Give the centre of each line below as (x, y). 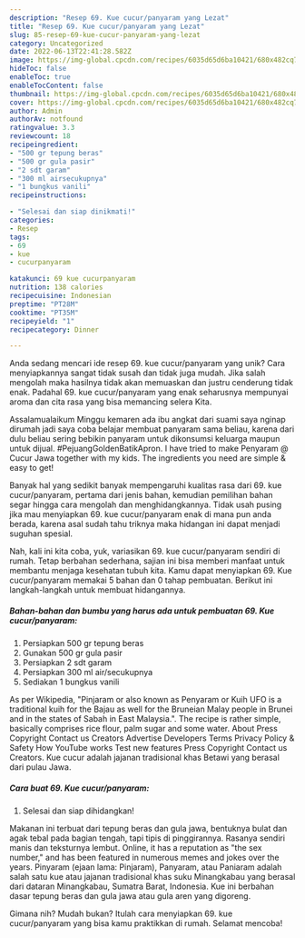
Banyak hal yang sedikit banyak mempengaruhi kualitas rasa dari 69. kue (146, 485)
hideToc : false (38, 69)
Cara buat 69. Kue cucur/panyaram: (79, 788)
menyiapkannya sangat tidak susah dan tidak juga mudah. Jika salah (138, 373)
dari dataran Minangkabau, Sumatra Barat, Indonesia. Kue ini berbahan (142, 886)
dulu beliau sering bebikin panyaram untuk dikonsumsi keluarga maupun (145, 439)
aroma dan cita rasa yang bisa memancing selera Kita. (111, 402)
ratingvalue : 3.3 (42, 128)
